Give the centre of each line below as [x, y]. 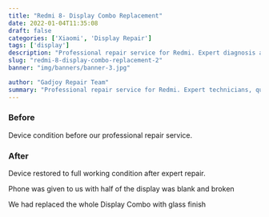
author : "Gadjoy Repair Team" [59, 82]
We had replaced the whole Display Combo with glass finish [107, 204]
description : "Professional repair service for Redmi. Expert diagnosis [132, 53]
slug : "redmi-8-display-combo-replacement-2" [85, 61]
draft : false [30, 30]
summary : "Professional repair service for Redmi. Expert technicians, [130, 90]
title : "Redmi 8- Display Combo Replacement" [85, 16]
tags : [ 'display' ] [39, 46]
